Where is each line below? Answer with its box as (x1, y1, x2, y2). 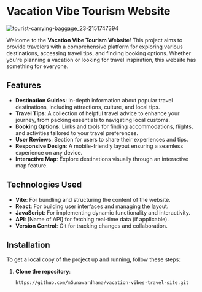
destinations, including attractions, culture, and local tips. (15, 103, 160, 110)
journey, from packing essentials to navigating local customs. (15, 116, 171, 123)
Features (6, 80, 41, 91)
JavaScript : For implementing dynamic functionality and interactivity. (15, 209, 191, 216)
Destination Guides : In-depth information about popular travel (15, 96, 173, 104)
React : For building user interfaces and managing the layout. (15, 202, 169, 210)
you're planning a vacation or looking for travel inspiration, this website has (6, 56, 196, 63)
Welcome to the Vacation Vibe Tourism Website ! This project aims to (6, 36, 183, 44)
